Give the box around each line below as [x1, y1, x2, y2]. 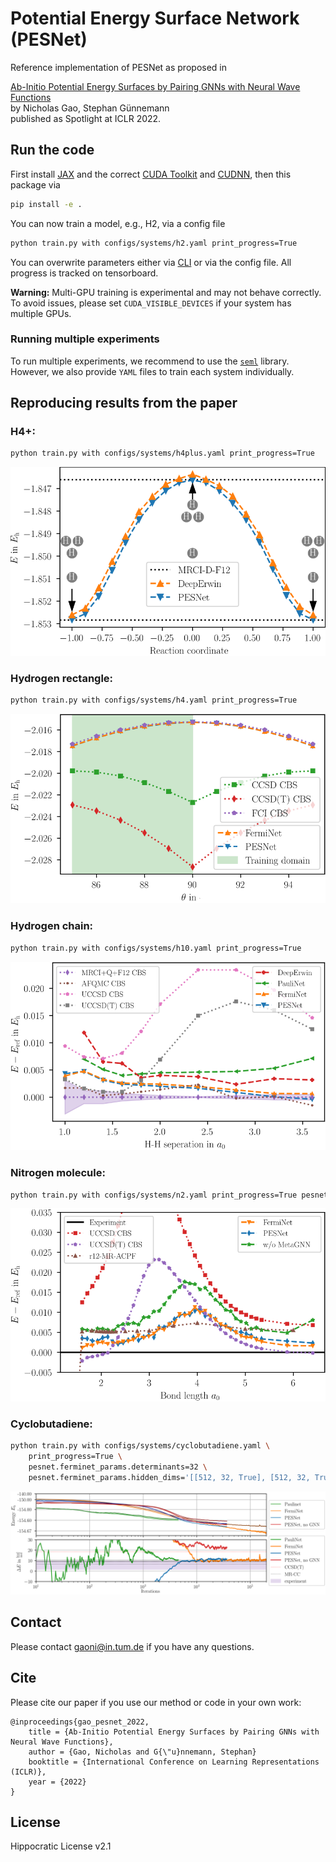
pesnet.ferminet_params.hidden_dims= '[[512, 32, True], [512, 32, [28, 1472, 311, 1482]
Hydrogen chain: [10, 919, 94, 933]
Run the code [10, 142, 95, 159]
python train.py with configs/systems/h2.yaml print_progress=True [10, 238, 298, 248]
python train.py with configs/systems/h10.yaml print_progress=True [10, 943, 302, 953]
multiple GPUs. [10, 307, 72, 319]
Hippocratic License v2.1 [10, 1840, 112, 1852]
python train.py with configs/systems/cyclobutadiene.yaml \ [10, 1441, 271, 1451]
